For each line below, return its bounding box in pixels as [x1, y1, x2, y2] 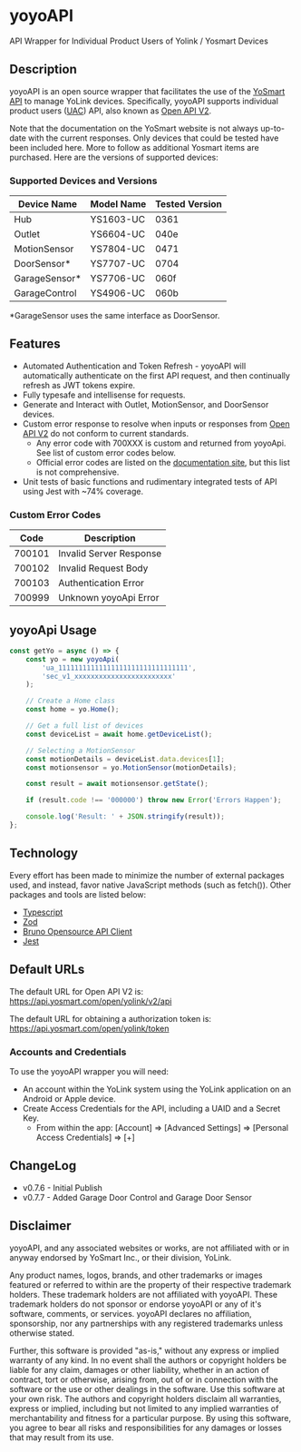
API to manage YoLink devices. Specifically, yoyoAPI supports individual [9, 95, 279, 106]
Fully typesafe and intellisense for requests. [22, 389, 186, 400]
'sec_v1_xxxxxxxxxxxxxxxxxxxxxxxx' [42, 672, 177, 681]
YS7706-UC [90, 272, 146, 285]
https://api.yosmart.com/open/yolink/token [9, 1023, 170, 1034]
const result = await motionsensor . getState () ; [25, 780, 209, 789]
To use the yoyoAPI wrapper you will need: [9, 1065, 170, 1076]
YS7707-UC [90, 258, 146, 270]
